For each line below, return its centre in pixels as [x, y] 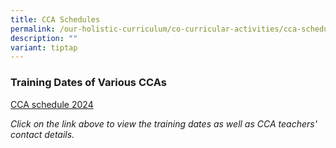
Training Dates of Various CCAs [88, 83]
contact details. [42, 134]
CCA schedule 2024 [52, 104]
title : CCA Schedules [55, 19]
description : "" [44, 38]
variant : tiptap [44, 47]
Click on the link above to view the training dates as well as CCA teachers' [164, 123]
